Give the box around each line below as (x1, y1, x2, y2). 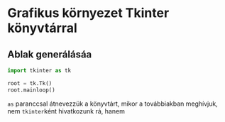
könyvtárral (7, 20, 77, 36)
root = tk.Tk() (7, 79, 53, 87)
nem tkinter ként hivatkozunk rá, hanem (7, 106, 126, 115)
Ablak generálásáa (7, 48, 92, 60)
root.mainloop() (7, 87, 55, 94)
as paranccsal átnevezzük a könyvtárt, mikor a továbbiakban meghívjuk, (7, 99, 218, 108)
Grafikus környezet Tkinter (7, 5, 170, 21)
